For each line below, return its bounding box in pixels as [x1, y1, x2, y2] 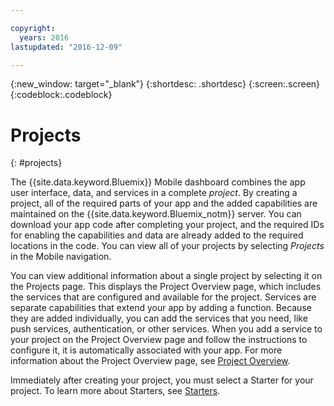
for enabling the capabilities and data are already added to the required [10, 229, 304, 241]
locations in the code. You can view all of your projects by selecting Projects [10, 240, 325, 252]
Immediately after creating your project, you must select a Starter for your [10, 374, 314, 386]
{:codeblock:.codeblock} [10, 89, 113, 101]
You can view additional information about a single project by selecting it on [10, 270, 323, 282]
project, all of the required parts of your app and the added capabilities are [10, 197, 318, 210]
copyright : [10, 23, 56, 33]
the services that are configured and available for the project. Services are [10, 291, 317, 303]
